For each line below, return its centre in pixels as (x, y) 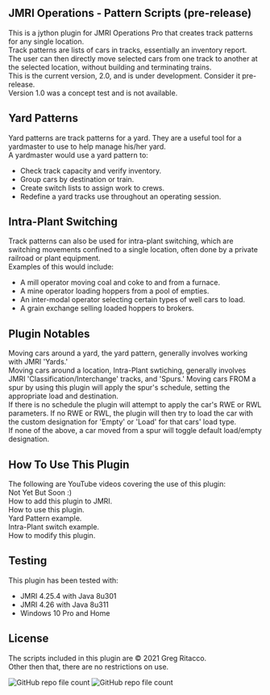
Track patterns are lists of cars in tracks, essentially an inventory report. (128, 50)
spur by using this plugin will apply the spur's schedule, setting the (119, 388)
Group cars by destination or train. (77, 179)
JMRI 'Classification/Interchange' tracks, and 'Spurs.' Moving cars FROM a (132, 379)
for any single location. (46, 41)
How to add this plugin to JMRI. (60, 501)
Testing (28, 561)
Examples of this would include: (61, 267)
